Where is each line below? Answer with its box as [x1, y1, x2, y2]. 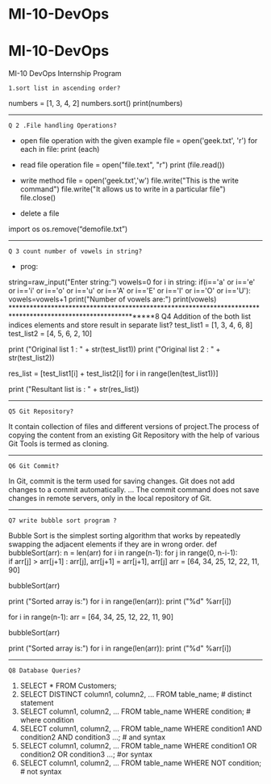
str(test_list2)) [8, 353, 55, 363]
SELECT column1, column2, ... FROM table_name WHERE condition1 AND [19, 724, 262, 734]
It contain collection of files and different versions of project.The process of [8, 422, 260, 432]
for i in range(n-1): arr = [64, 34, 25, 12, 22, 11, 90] [8, 612, 173, 622]
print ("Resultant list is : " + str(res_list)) [8, 385, 140, 394]
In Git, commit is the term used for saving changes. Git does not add [8, 476, 236, 486]
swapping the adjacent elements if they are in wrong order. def [8, 539, 218, 550]
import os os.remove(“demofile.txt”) [8, 224, 128, 234]
